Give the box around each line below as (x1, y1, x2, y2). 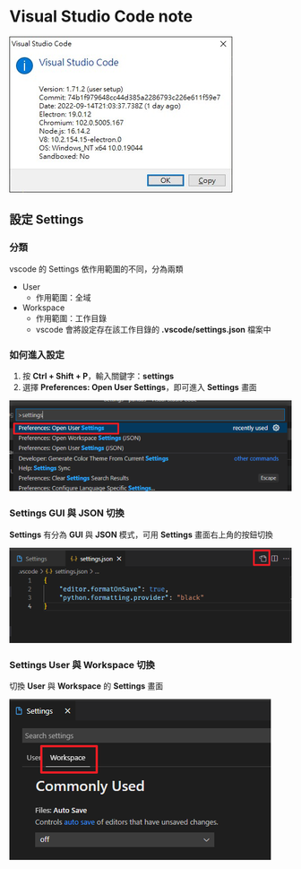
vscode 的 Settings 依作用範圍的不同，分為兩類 (9, 263, 184, 274)
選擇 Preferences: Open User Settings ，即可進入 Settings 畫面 (21, 381, 257, 392)
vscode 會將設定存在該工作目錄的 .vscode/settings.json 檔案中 (35, 324, 271, 335)
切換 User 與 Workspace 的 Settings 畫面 (9, 681, 164, 691)
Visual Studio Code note (9, 6, 193, 27)
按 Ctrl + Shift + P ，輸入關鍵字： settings (21, 370, 175, 381)
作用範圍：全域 (35, 291, 91, 302)
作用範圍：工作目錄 (35, 312, 107, 324)
